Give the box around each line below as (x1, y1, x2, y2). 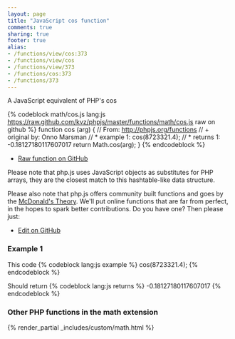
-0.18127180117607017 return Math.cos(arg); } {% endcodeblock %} (7, 141, 206, 149)
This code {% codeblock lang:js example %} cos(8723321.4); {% (7, 260, 198, 268)
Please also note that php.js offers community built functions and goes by (7, 190, 224, 198)
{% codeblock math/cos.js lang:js (7, 110, 106, 118)
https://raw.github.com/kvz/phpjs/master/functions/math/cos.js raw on (7, 118, 216, 126)
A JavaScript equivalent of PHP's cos (7, 96, 117, 105)
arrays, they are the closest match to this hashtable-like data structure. (7, 176, 216, 184)
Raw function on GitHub (17, 154, 88, 163)
